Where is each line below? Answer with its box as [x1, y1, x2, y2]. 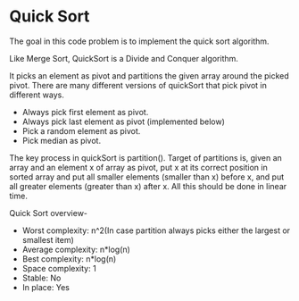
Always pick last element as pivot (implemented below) [21, 116, 226, 127]
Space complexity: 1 [21, 263, 96, 273]
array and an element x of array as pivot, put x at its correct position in [9, 162, 268, 172]
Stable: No [21, 272, 62, 283]
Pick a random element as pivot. [21, 125, 141, 136]
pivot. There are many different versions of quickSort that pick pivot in [9, 79, 268, 90]
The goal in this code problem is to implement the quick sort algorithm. [9, 36, 270, 46]
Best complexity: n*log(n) [21, 253, 117, 264]
